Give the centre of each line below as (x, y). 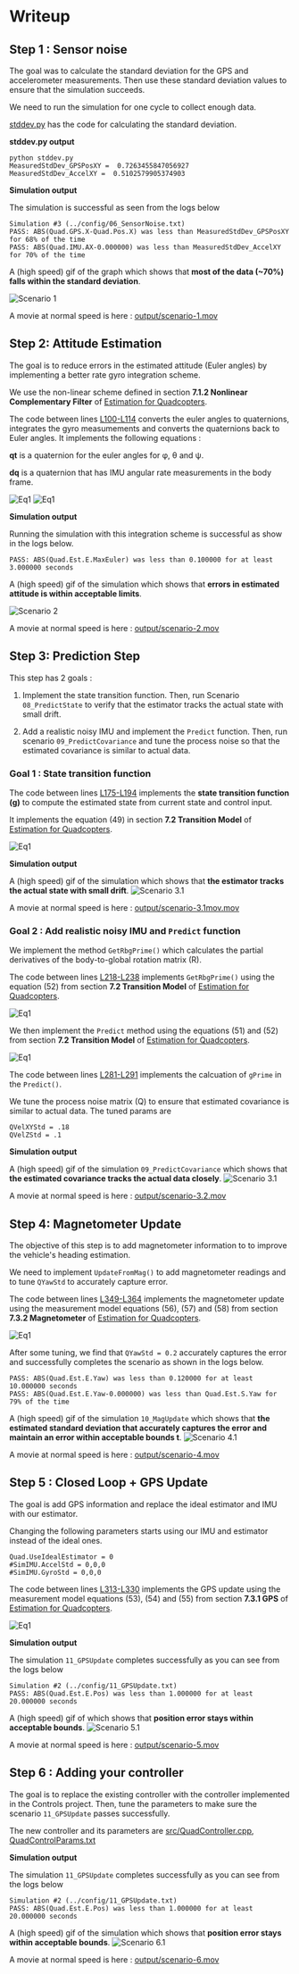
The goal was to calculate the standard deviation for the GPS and (129, 71)
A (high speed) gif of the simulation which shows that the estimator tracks (147, 880)
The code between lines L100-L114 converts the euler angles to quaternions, (149, 419)
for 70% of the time (48, 255)
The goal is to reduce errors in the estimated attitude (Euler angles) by (138, 365)
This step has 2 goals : (51, 678)
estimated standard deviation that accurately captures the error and (138, 1428)
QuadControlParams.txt (53, 1840)
